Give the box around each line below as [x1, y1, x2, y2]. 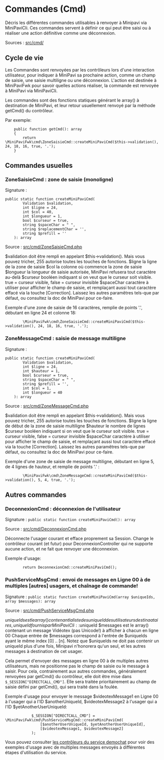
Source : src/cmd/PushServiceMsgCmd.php [5, 607, 94, 613]
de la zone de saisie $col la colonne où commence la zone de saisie [5, 264, 142, 270]
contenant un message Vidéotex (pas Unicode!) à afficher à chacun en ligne [5, 627, 159, 633]
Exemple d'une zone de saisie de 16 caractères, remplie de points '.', [5, 305, 143, 311]
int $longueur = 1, [23, 214, 63, 219]
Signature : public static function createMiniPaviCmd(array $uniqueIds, [5, 594, 156, 600]
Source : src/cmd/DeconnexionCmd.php [5, 526, 87, 532]
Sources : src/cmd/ [5, 39, 44, 45]
